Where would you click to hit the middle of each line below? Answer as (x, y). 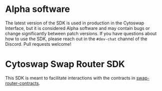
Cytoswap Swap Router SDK (65, 64)
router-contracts (22, 83)
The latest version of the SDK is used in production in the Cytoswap (75, 23)
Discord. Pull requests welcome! (38, 44)
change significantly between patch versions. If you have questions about (81, 33)
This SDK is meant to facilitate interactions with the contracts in (70, 78)
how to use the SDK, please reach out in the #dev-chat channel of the (76, 39)
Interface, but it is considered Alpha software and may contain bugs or (78, 28)
